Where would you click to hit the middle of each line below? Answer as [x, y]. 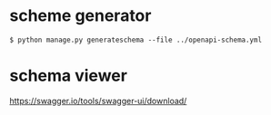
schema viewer [68, 76]
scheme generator [80, 16]
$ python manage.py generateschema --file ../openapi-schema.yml [135, 40]
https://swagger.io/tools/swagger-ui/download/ [98, 101]
